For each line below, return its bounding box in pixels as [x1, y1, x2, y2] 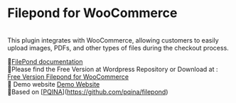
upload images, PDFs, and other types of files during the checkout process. [7, 43, 229, 52]
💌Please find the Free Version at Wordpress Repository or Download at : [7, 65, 218, 73]
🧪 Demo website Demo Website [7, 80, 100, 88]
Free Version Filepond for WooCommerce [7, 72, 129, 81]
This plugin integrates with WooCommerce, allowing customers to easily [7, 36, 219, 44]
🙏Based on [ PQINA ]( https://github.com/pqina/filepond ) [7, 87, 168, 96]
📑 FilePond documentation [7, 57, 83, 65]
